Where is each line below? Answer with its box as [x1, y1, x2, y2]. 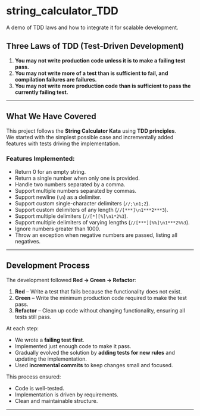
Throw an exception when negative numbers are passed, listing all [14, 231, 177, 239]
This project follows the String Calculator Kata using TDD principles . [6, 127, 177, 135]
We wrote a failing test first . [14, 336, 85, 343]
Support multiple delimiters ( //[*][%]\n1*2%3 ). [14, 212, 128, 220]
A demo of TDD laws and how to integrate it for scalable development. [6, 24, 179, 31]
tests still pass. [14, 313, 52, 320]
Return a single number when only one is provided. [14, 174, 140, 182]
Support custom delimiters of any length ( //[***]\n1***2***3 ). [14, 206, 168, 213]
